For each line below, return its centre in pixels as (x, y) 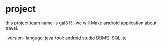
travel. (12, 28)
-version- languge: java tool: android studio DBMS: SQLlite (66, 38)
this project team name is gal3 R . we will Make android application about (81, 23)
